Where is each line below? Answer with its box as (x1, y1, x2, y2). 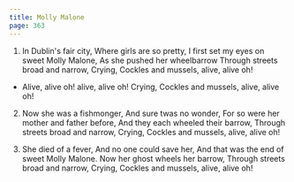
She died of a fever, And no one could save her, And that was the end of (21, 143, 284, 155)
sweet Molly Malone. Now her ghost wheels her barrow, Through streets (21, 153, 285, 163)
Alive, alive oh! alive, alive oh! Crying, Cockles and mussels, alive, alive (21, 81, 280, 92)
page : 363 (9, 21, 46, 30)
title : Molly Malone (9, 12, 86, 22)
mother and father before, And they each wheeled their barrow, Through (21, 117, 286, 128)
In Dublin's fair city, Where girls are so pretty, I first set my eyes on (21, 45, 265, 56)
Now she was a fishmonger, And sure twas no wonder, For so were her (21, 108, 280, 118)
